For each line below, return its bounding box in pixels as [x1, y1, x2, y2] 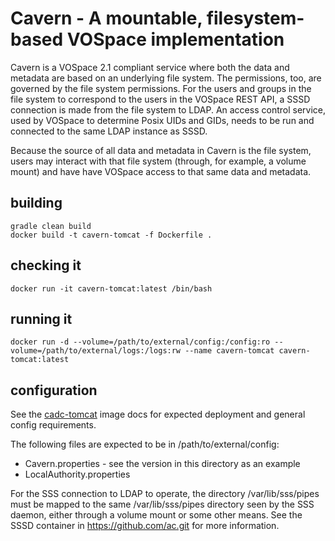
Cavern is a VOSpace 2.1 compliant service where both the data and [10, 61, 290, 73]
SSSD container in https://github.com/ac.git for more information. [10, 520, 280, 532]
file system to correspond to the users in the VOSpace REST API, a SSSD [10, 93, 311, 105]
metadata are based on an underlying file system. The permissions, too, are [10, 72, 322, 84]
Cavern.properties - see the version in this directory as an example [24, 458, 301, 470]
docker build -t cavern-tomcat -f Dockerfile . [10, 230, 213, 240]
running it [10, 310, 73, 327]
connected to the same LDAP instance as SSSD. [10, 125, 208, 137]
